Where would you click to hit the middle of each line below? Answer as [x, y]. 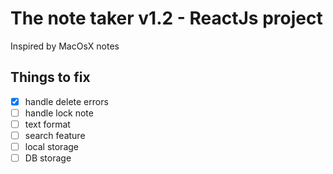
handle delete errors [66, 101]
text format [47, 124]
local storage [51, 146]
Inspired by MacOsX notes [65, 46]
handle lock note [59, 113]
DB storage [48, 158]
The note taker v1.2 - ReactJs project [166, 18]
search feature [55, 135]
